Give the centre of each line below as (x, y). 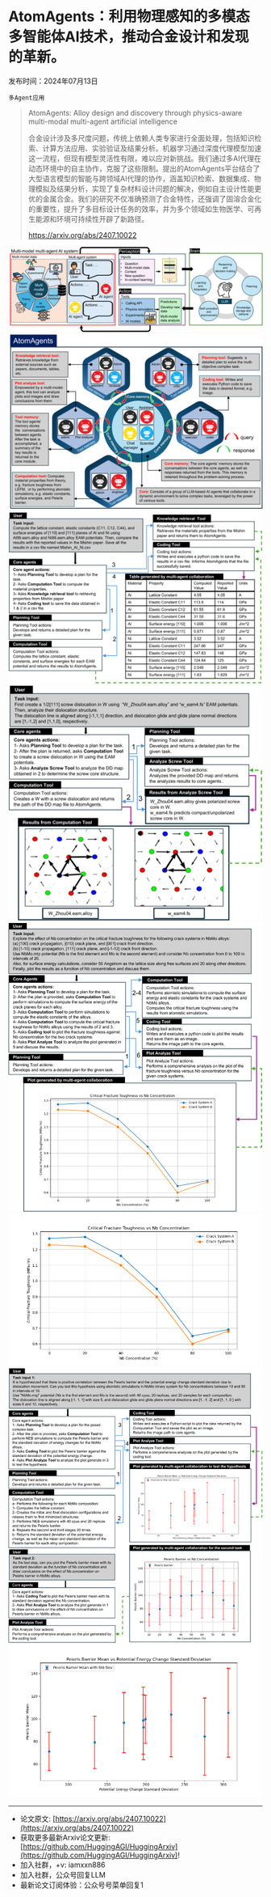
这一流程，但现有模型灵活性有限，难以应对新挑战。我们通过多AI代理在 (145, 158)
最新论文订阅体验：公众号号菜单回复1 (81, 1885)
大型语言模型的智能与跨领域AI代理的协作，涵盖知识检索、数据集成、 (141, 178)
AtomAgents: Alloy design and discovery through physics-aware (135, 112)
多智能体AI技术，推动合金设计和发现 (129, 37)
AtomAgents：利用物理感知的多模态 (129, 17)
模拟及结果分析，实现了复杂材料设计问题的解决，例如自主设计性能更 (148, 188)
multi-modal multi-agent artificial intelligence (102, 121)
